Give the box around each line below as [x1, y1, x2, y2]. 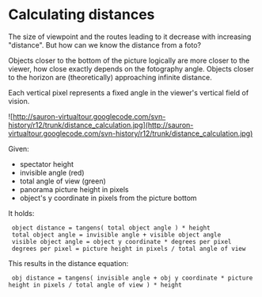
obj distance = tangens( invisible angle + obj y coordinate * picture [11, 274, 253, 282]
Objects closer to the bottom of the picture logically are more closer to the [8, 56, 250, 65]
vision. [8, 96, 30, 106]
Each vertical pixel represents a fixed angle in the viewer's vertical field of [8, 87, 249, 97]
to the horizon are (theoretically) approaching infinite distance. [8, 72, 212, 82]
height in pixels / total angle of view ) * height [8, 280, 182, 289]
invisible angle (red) [19, 168, 85, 177]
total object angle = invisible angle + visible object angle [11, 230, 222, 239]
